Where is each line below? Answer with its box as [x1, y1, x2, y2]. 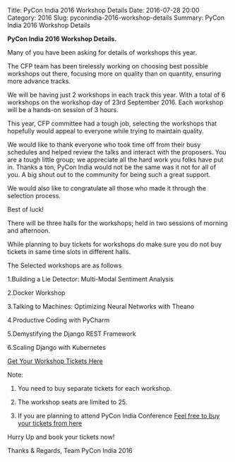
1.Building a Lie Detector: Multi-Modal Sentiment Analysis [7, 275, 174, 283]
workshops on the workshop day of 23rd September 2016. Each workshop [7, 98, 224, 107]
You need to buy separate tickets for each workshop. [17, 384, 172, 392]
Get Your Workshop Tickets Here [7, 357, 104, 365]
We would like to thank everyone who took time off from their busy [7, 140, 201, 149]
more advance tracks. [7, 77, 71, 85]
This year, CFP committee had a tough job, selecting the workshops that [7, 119, 217, 128]
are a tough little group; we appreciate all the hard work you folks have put [7, 155, 224, 164]
